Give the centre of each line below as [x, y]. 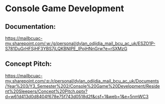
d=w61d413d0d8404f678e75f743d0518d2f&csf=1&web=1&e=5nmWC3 [77, 96]
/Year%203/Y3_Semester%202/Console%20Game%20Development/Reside [82, 86]
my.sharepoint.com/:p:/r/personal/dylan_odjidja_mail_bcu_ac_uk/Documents [82, 81]
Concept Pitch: [28, 64]
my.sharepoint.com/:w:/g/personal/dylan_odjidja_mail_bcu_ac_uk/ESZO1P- [80, 43]
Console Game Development [65, 9]
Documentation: [30, 27]
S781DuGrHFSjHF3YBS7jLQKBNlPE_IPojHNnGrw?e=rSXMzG [66, 49]
